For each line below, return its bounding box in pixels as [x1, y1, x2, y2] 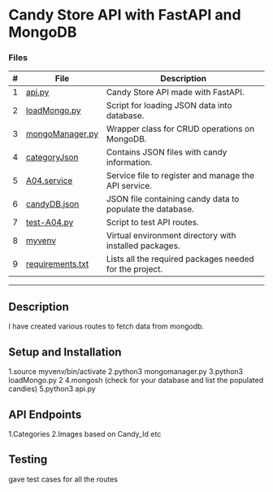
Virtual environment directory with [106, 230, 237, 242]
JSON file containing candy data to [106, 194, 240, 205]
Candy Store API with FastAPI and [8, 6, 241, 24]
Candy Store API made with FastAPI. [106, 87, 245, 98]
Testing [8, 453, 48, 467]
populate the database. [106, 203, 195, 215]
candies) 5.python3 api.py [8, 384, 96, 394]
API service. [106, 181, 153, 192]
